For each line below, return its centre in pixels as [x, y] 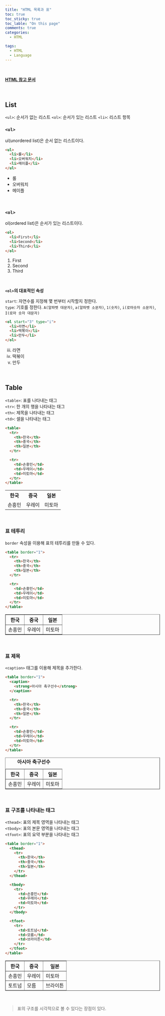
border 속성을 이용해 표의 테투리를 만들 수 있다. [50, 543]
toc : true [15, 14]
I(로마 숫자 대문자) [23, 313]
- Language [21, 55]
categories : [17, 33]
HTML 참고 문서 [20, 79]
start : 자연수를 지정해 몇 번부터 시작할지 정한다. [51, 301]
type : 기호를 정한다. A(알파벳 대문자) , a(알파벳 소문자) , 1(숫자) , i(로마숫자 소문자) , [81, 307]
